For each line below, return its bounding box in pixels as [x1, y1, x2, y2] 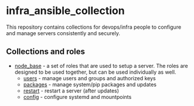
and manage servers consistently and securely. [6, 29, 120, 36]
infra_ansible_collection [6, 4, 125, 18]
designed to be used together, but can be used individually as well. [14, 69, 176, 76]
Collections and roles [6, 47, 86, 57]
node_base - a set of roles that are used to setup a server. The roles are [14, 62, 189, 69]
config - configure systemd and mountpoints [23, 93, 132, 100]
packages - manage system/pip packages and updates [23, 81, 157, 88]
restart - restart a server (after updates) [23, 87, 119, 94]
